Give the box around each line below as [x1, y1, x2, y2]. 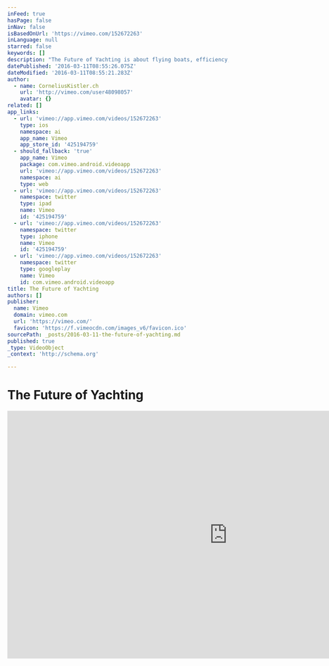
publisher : [7, 299, 39, 306]
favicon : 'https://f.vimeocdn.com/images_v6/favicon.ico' [13, 325, 188, 332]
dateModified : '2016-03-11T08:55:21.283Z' [7, 69, 134, 76]
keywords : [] [7, 50, 46, 57]
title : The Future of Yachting [7, 285, 99, 292]
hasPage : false [7, 17, 52, 24]
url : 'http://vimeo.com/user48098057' [20, 89, 134, 96]
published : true [7, 337, 55, 345]
